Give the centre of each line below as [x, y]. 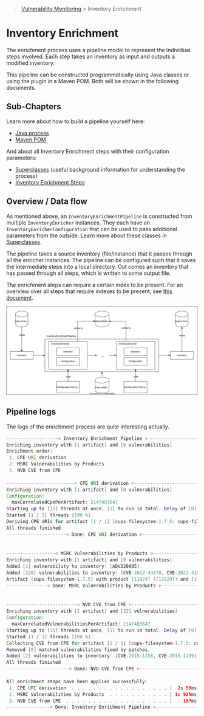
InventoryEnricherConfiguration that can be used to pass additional [92, 229]
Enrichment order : [29, 451]
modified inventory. [30, 62]
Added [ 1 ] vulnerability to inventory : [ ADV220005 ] [73, 567]
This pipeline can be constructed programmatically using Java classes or [98, 75]
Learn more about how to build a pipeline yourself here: [76, 121]
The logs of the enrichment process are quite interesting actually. [88, 427]
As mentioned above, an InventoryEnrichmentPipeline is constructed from [99, 216]
